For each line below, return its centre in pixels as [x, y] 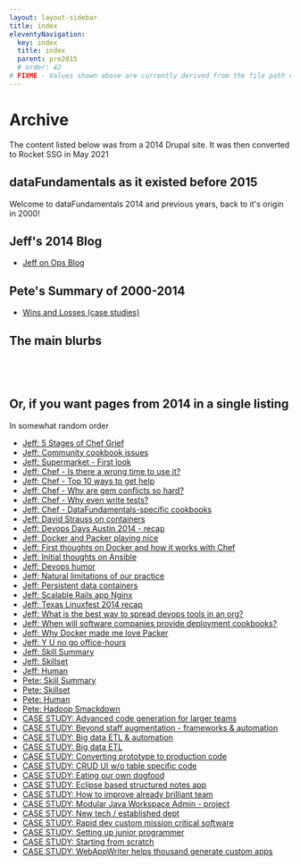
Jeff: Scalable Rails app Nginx [77, 594]
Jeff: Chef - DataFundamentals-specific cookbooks [117, 509]
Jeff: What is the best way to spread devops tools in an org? [133, 614]
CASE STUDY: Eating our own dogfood [93, 775]
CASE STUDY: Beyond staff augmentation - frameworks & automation [150, 727]
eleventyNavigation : [48, 34]
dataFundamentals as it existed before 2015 [133, 183]
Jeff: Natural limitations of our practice [93, 575]
